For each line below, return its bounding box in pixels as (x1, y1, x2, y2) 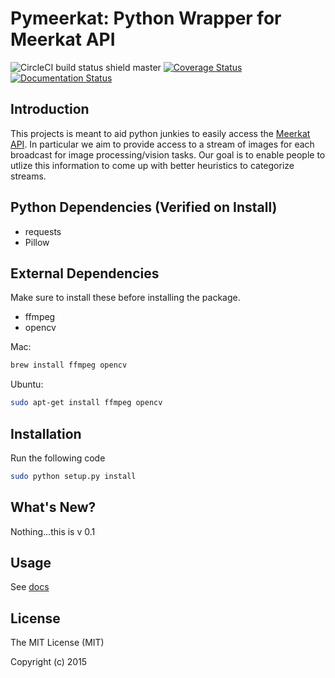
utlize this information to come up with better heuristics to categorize (10, 159, 295, 171)
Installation (10, 425, 82, 442)
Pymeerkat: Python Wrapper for (10, 7, 282, 30)
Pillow (24, 236, 50, 248)
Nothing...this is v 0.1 (10, 525, 96, 537)
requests (24, 225, 62, 237)
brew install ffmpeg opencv (10, 360, 128, 371)
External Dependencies (10, 265, 160, 282)
